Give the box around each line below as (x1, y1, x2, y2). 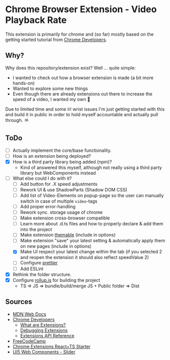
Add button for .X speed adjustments (20, 181, 98, 187)
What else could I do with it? (12, 175, 72, 181)
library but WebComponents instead (20, 170, 96, 176)
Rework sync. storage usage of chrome (20, 209, 103, 215)
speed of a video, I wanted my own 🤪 (12, 96, 90, 102)
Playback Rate (5, 14, 67, 26)
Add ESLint (20, 266, 44, 272)
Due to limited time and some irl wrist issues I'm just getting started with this (5, 106, 165, 112)
